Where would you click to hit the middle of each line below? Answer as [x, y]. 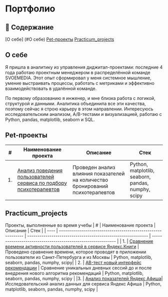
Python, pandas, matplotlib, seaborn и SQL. [50, 119]
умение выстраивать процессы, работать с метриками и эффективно [80, 83]
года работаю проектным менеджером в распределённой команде [78, 72]
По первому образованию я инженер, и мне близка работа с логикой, [80, 98]
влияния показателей [98, 174]
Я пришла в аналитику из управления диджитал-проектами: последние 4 [84, 67]
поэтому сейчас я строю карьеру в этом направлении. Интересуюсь [79, 109]
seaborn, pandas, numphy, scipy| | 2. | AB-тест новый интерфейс [73, 263]
